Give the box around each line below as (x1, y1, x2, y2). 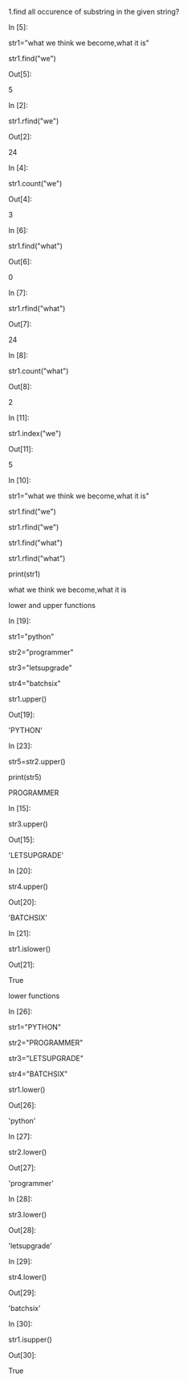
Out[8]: (8, 382, 32, 391)
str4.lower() (8, 1272, 47, 1281)
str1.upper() (8, 694, 47, 704)
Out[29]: (8, 1288, 37, 1297)
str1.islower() (8, 944, 51, 954)
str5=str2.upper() (8, 757, 66, 766)
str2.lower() (8, 1147, 47, 1156)
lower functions (8, 991, 60, 1001)
